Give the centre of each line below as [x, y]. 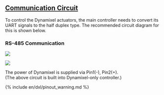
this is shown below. [26, 30]
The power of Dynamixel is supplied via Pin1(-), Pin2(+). [62, 72]
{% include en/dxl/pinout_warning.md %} [47, 87]
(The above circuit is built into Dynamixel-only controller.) [63, 78]
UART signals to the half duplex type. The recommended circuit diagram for [82, 25]
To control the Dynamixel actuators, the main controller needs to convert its [82, 20]
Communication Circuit [41, 8]
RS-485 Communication [35, 43]
